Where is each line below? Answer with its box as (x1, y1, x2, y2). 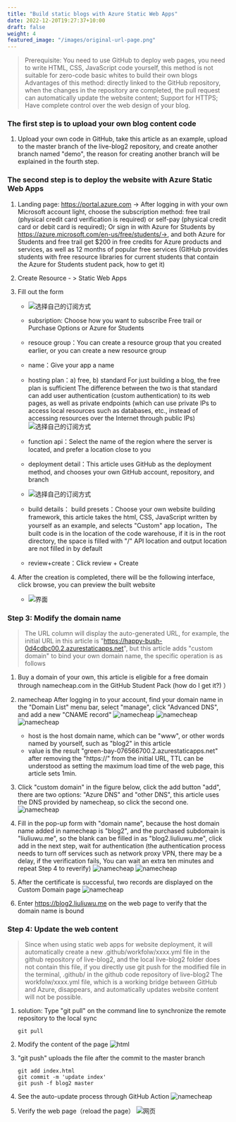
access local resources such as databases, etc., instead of (27, 406, 199, 414)
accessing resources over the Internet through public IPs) (27, 414, 196, 422)
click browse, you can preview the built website (17, 580, 156, 589)
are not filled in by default (27, 544, 103, 552)
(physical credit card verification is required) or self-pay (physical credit (17, 215, 227, 223)
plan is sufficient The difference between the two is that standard (27, 383, 218, 392)
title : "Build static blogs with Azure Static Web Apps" (7, 10, 178, 18)
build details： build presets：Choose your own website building (27, 505, 216, 513)
